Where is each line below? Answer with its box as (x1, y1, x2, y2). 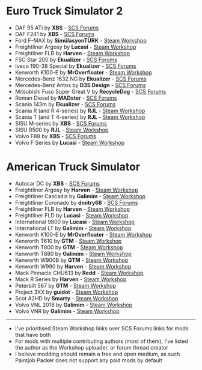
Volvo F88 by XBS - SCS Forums (14, 132, 96, 139)
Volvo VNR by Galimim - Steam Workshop (14, 308, 120, 315)
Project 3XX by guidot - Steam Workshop (14, 288, 118, 296)
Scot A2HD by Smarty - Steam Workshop (14, 294, 118, 302)
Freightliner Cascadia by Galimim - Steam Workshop (14, 192, 146, 199)
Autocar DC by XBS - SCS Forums (14, 180, 100, 187)
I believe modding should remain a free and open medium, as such (14, 350, 180, 357)
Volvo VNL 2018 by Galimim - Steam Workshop (14, 301, 133, 308)
